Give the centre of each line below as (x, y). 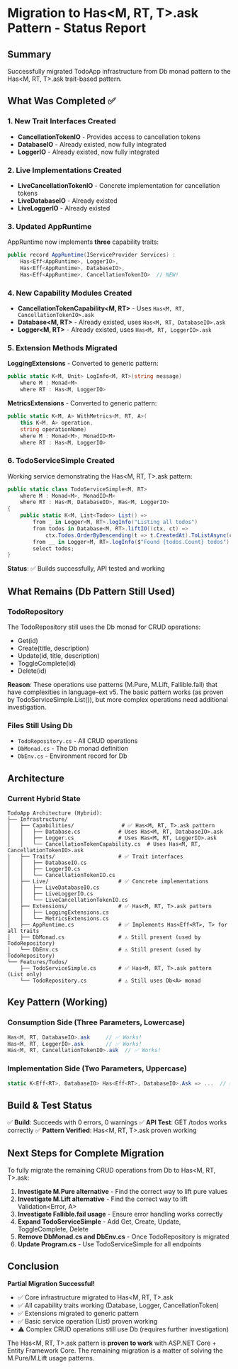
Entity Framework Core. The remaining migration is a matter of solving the (115, 1350)
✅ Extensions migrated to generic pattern (78, 1313)
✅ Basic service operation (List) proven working (87, 1321)
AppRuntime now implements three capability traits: (83, 242)
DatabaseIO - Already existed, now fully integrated (92, 144)
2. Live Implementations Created (64, 170)
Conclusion (33, 1267)
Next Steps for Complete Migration (86, 1153)
